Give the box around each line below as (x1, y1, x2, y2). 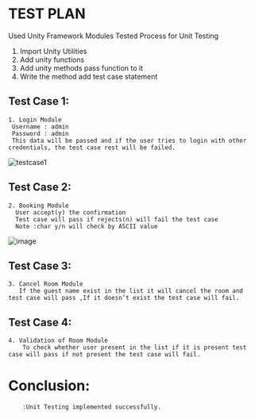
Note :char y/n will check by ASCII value (15, 222, 158, 230)
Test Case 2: (8, 180, 71, 194)
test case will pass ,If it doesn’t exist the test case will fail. (8, 294, 240, 302)
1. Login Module (8, 116, 62, 124)
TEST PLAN (8, 5, 86, 23)
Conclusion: (8, 377, 91, 395)
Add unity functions (19, 55, 85, 64)
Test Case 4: (8, 315, 72, 329)
